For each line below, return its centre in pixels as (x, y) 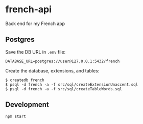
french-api (29, 9)
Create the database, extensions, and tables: (52, 70)
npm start (16, 116)
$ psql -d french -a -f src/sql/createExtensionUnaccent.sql (72, 84)
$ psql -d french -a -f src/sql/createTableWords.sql (64, 89)
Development (27, 105)
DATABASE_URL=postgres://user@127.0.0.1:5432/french (63, 61)
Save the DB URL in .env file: (35, 52)
